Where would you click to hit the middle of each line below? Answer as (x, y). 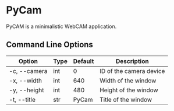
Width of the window (128, 81)
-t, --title (22, 99)
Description (132, 61)
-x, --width (26, 81)
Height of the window (129, 90)
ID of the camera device (132, 71)
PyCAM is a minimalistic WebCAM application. (61, 26)
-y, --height (26, 90)
